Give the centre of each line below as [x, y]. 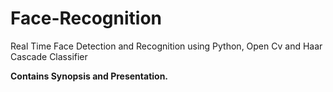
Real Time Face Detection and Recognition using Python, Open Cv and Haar [166, 46]
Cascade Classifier [49, 56]
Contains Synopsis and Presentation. [89, 76]
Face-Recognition [86, 18]
